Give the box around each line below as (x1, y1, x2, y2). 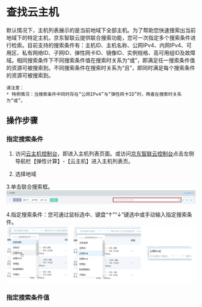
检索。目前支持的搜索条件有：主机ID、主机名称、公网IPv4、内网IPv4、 (11, 42, 187, 49)
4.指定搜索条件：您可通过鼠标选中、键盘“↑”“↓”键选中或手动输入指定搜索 (6, 211, 188, 218)
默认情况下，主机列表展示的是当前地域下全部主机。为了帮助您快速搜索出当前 (6, 26, 196, 34)
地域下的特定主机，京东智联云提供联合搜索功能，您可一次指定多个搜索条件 (6, 34, 191, 41)
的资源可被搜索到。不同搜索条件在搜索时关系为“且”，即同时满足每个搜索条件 (6, 64, 195, 71)
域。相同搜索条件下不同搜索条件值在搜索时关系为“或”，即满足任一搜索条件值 (6, 57, 195, 64)
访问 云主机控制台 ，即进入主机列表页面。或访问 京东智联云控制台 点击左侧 (14, 150, 194, 157)
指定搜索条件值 (6, 293, 50, 302)
